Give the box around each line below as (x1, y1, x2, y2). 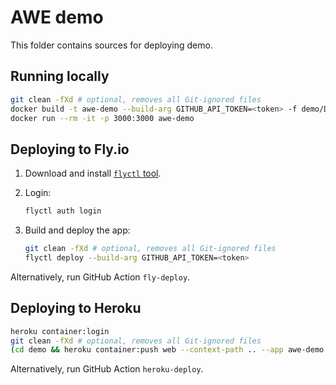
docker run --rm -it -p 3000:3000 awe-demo (10, 113, 195, 123)
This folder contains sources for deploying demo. (10, 39, 213, 51)
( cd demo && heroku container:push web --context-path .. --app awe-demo (10, 345, 325, 355)
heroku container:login (10, 326, 110, 336)
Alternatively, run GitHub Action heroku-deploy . (10, 363, 204, 375)
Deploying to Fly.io (10, 141, 130, 158)
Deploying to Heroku (10, 300, 142, 317)
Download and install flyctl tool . (24, 167, 162, 180)
